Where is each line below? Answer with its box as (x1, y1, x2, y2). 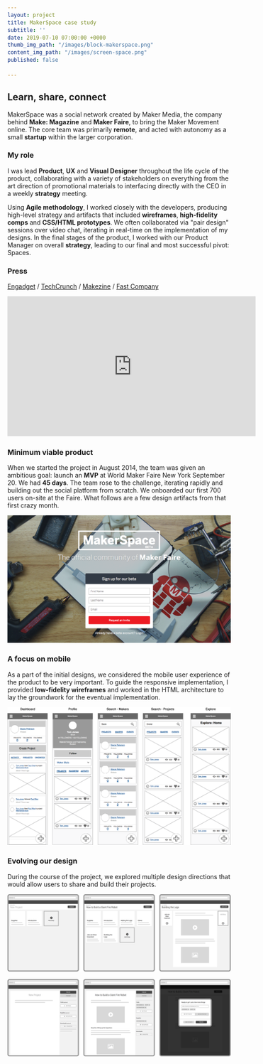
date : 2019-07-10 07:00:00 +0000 (7, 34, 106, 41)
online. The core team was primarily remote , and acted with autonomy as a (7, 125, 227, 134)
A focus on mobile (7, 654, 72, 664)
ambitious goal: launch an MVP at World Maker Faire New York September (7, 471, 225, 480)
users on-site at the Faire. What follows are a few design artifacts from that (7, 494, 227, 503)
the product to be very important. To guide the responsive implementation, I (7, 677, 229, 686)
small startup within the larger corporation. (7, 132, 133, 141)
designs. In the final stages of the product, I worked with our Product (7, 233, 208, 242)
